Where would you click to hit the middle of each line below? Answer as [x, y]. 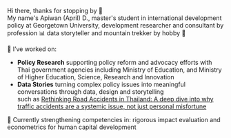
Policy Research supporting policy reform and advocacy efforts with [114, 62]
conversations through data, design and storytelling [90, 92]
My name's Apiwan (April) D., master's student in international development [114, 18]
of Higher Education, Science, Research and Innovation [96, 77]
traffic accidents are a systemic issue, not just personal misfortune [112, 106]
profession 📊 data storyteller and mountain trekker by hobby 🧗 [97, 33]
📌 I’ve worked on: [32, 49]
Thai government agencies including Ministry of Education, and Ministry [119, 70]
